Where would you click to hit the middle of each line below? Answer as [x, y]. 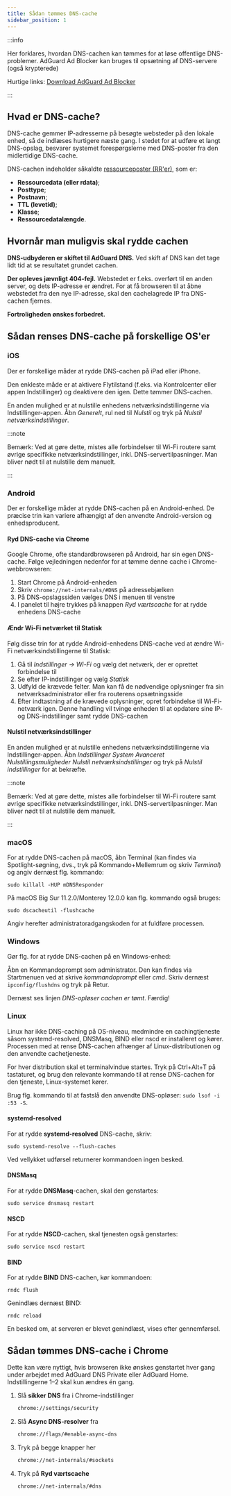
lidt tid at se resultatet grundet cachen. [62, 265]
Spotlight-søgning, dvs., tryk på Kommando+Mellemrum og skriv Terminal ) [114, 865]
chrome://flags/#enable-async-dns [67, 1434]
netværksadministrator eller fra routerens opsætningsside [100, 694]
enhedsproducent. [34, 523]
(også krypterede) [33, 68]
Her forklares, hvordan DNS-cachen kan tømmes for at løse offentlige [106, 53]
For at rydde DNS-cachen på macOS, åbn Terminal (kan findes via [102, 857]
